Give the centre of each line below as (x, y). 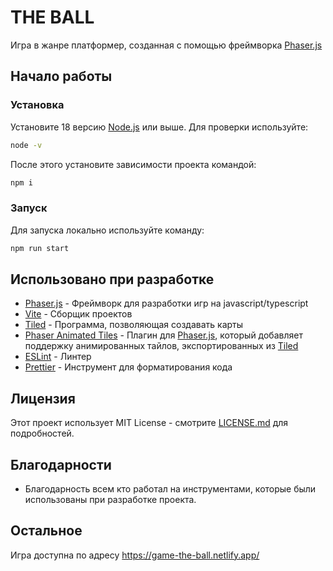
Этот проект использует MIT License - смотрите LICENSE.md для (149, 423)
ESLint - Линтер (58, 357)
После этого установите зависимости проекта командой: (133, 164)
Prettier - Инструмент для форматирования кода (128, 367)
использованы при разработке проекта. (110, 499)
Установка (37, 105)
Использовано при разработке (112, 279)
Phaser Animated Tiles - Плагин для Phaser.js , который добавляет (163, 335)
